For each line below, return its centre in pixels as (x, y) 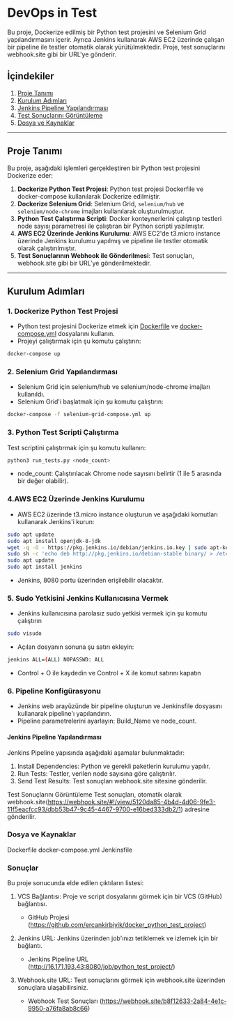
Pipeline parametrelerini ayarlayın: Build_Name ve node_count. (107, 721)
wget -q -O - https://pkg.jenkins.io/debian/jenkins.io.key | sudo (107, 547)
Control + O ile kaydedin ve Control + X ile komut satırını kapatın (109, 673)
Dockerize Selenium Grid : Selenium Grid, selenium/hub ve (101, 204)
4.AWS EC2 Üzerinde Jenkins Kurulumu (76, 499)
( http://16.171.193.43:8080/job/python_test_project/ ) (101, 967)
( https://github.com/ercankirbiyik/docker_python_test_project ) (117, 925)
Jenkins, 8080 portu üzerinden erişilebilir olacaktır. (90, 581)
